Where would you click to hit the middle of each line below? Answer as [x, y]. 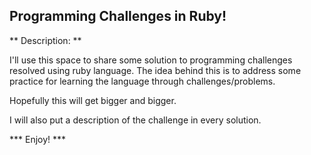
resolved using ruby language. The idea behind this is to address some [155, 70]
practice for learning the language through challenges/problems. [142, 81]
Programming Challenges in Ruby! [118, 16]
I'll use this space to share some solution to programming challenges [151, 60]
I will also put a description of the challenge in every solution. [135, 120]
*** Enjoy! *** [38, 139]
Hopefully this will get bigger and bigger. [93, 100]
